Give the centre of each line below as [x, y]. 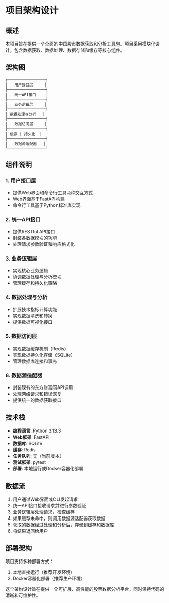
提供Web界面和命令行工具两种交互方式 [53, 192]
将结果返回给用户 [30, 531]
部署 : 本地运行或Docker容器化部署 [48, 468]
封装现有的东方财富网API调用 [43, 387]
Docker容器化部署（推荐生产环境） [49, 578]
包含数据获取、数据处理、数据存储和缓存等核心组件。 [69, 50]
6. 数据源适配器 [24, 375]
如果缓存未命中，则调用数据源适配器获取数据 [59, 518]
